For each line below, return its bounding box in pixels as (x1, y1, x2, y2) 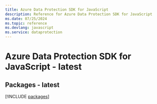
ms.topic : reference (5, 21, 48, 26)
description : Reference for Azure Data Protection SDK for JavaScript (5, 12, 153, 17)
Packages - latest (5, 81, 60, 89)
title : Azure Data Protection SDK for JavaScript (5, 7, 109, 12)
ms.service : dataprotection (5, 30, 63, 35)
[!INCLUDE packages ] (5, 94, 50, 99)
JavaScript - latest (5, 62, 82, 72)
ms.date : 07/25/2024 (5, 16, 48, 21)
